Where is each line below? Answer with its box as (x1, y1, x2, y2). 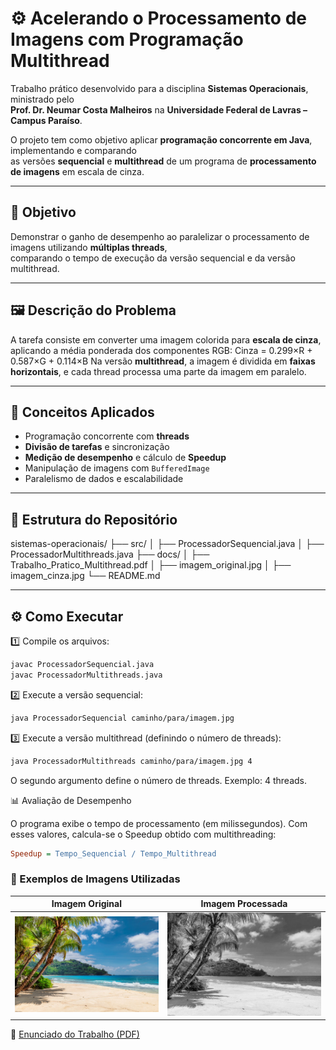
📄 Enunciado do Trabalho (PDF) (10, 1028, 140, 1041)
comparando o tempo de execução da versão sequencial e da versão (10, 252, 296, 264)
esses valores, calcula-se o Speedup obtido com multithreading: (10, 828, 277, 840)
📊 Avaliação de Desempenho (10, 794, 132, 806)
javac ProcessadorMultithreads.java (10, 670, 163, 680)
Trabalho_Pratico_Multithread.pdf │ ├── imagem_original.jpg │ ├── (10, 559, 292, 571)
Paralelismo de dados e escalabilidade (24, 473, 184, 485)
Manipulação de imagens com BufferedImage (24, 462, 210, 474)
